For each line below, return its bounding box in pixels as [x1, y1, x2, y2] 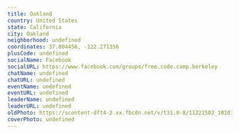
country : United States [7, 17, 78, 24]
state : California [7, 23, 62, 30]
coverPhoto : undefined [7, 116, 75, 123]
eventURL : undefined [7, 89, 69, 96]
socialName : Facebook [7, 57, 72, 64]
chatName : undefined [7, 69, 69, 77]
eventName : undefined [7, 83, 72, 90]
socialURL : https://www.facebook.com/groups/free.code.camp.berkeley [7, 63, 218, 70]
